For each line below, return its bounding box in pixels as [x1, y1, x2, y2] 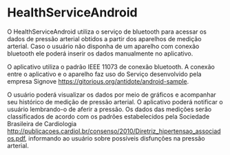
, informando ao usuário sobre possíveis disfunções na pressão [25, 134, 205, 142]
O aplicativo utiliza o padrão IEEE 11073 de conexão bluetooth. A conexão [7, 62, 215, 71]
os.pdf [7, 134, 25, 142]
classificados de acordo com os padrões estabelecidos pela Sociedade [7, 112, 210, 121]
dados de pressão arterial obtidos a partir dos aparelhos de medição [7, 34, 202, 43]
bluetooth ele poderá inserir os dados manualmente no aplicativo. [7, 49, 194, 58]
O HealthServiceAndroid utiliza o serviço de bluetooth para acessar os [7, 27, 207, 36]
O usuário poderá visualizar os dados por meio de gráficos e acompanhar [7, 91, 217, 99]
